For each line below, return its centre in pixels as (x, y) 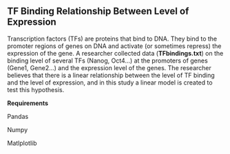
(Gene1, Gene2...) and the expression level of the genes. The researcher (109, 67)
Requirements (28, 103)
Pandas (18, 116)
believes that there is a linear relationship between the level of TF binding (111, 75)
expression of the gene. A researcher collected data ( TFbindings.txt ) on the (115, 53)
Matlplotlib (22, 143)
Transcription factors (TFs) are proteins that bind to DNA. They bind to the (112, 38)
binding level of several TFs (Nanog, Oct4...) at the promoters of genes (107, 60)
